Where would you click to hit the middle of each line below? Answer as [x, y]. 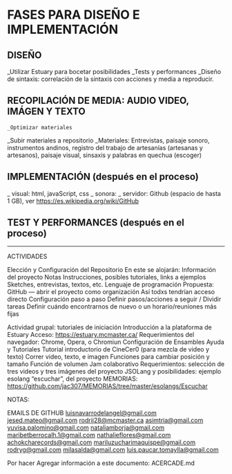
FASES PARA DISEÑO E [74, 15]
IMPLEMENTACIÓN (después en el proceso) [103, 177]
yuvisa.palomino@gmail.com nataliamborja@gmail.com [86, 428]
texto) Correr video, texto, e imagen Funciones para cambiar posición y [108, 357]
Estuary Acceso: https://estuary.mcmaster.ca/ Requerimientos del [101, 335]
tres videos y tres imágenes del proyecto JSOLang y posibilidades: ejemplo [114, 372]
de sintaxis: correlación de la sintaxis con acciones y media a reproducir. [110, 79]
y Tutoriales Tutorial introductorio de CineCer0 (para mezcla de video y [108, 349]
